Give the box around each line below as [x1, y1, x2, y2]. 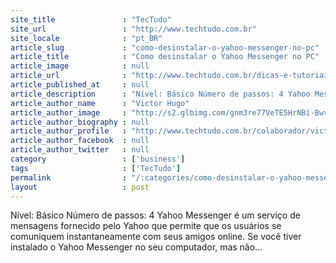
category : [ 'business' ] [10, 154, 186, 164]
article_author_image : [10, 107, 128, 118]
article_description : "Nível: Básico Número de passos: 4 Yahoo [10, 89, 311, 99]
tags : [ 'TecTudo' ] [10, 163, 182, 173]
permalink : [10, 172, 128, 183]
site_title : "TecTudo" [10, 14, 172, 25]
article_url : [10, 71, 128, 81]
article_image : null [10, 61, 150, 71]
